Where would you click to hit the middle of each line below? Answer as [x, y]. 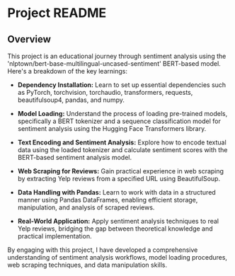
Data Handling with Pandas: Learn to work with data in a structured [116, 192]
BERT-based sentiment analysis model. [75, 157]
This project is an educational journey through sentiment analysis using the [117, 56]
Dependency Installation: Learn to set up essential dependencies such [122, 85]
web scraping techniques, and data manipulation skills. [87, 265]
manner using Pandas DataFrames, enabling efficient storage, [108, 200]
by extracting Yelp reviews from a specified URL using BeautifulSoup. [119, 179]
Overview [29, 39]
